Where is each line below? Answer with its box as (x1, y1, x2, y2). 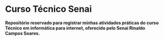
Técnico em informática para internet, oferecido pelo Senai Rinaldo (5, 25, 146, 31)
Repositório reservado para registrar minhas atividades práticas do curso (5, 20, 159, 26)
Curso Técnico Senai (5, 3, 92, 15)
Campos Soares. (5, 30, 41, 36)
